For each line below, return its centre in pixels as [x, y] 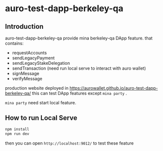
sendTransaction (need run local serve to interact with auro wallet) [79, 68]
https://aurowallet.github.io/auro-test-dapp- [114, 88]
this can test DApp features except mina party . [80, 93]
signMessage [26, 73]
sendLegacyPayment [33, 58]
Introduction [24, 27]
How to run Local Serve [41, 118]
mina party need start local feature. [41, 103]
